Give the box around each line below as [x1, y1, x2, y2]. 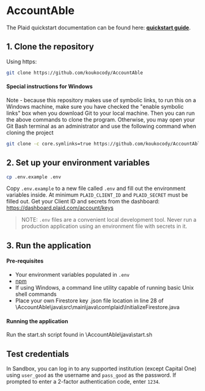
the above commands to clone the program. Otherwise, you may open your [6, 115, 195, 123]
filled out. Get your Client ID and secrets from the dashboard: [6, 198, 160, 205]
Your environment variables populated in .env [15, 271, 130, 278]
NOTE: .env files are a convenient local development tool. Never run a [21, 216, 197, 224]
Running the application [6, 317, 68, 324]
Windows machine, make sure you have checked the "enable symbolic [6, 103, 184, 110]
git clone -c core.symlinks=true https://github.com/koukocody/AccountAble [6, 141, 203, 147]
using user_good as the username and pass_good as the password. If [6, 371, 176, 379]
